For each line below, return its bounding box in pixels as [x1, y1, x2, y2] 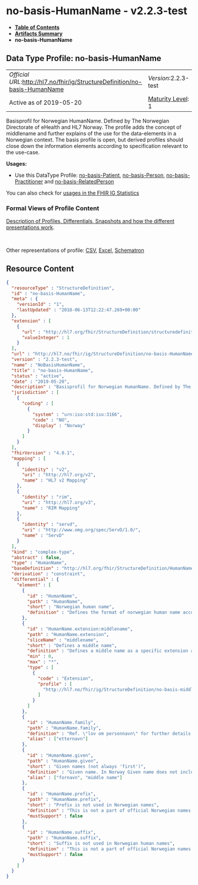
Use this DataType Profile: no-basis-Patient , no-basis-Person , [14, 172, 165, 179]
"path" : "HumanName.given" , [27, 758, 99, 764]
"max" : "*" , [27, 659, 60, 665]
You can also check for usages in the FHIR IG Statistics [6, 189, 140, 196]
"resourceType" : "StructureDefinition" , [11, 285, 115, 291]
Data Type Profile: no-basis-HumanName [6, 53, 161, 63]
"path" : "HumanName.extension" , [27, 631, 110, 637]
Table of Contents [14, 24, 60, 31]
